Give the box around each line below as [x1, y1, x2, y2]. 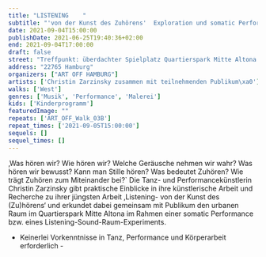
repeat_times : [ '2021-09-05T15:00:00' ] [8, 122, 140, 130]
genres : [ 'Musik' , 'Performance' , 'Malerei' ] [8, 93, 161, 100]
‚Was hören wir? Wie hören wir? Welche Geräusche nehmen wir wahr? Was [8, 158, 253, 168]
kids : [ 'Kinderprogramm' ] [8, 100, 93, 108]
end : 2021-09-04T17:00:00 [8, 41, 93, 49]
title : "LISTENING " [8, 11, 87, 20]
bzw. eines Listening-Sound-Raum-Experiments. [8, 217, 166, 226]
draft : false [8, 48, 51, 56]
